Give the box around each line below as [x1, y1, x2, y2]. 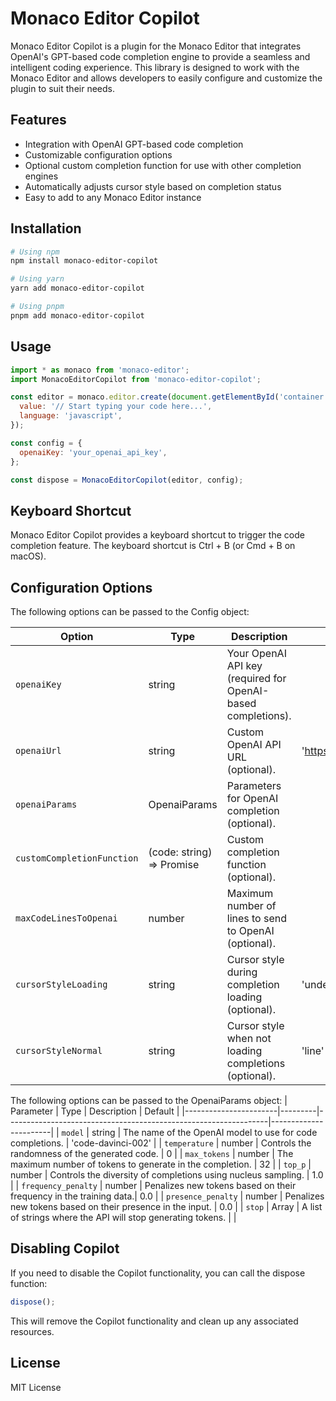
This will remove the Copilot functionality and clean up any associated [10, 1315, 299, 1327]
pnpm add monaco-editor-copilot [10, 310, 145, 321]
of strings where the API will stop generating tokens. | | [10, 1212, 237, 1223]
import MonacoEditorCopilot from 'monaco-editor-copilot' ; [10, 374, 262, 384]
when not [226, 1032, 272, 1045]
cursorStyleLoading [15, 979, 108, 990]
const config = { [10, 438, 83, 448]
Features [10, 112, 67, 129]
